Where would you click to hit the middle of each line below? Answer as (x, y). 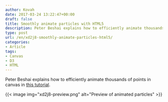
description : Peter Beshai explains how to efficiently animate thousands (85, 28)
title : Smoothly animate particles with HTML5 (54, 24)
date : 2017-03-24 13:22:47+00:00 (40, 14)
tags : (11, 51)
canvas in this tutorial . (28, 85)
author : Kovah (20, 10)
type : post (16, 33)
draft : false (19, 19)
